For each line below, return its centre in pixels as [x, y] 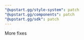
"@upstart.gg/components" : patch [40, 14]
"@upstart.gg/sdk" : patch [32, 19]
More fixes [16, 33]
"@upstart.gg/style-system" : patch [42, 10]
